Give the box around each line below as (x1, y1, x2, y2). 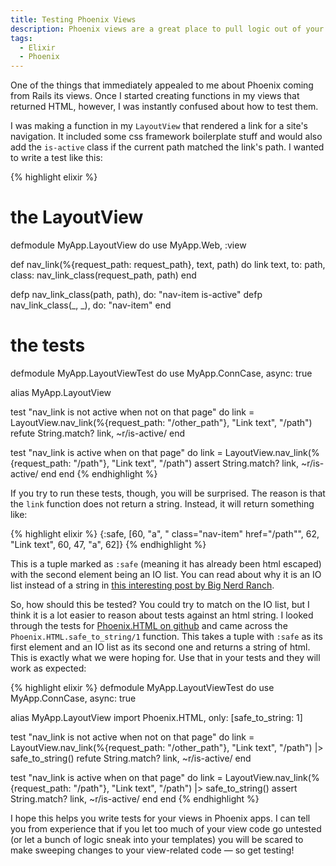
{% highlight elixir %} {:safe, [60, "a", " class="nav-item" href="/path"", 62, (10, 528, 320, 540)
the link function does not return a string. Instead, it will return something (10, 498, 315, 510)
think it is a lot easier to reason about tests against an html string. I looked (10, 609, 314, 621)
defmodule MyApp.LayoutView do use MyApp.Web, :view (10, 239, 247, 251)
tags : (10, 33, 33, 43)
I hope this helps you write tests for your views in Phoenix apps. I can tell (10, 812, 311, 824)
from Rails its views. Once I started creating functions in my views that (10, 90, 300, 102)
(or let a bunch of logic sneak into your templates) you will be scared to (10, 834, 304, 845)
